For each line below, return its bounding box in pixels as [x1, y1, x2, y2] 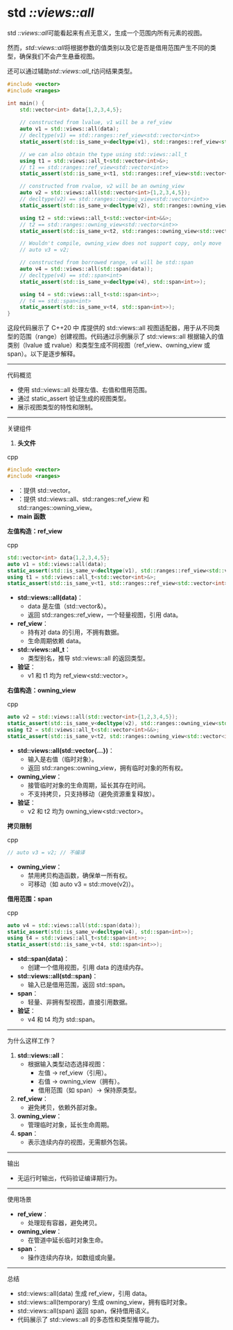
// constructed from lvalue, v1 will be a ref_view [19, 119, 172, 126]
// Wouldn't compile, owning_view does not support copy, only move [19, 240, 222, 247]
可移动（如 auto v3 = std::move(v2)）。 [27, 880, 138, 888]
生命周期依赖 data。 [27, 637, 85, 645]
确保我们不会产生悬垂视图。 [19, 52, 98, 60]
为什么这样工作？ [7, 1037, 56, 1045]
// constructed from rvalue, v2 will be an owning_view [19, 182, 185, 190]
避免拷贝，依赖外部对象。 [27, 1103, 101, 1111]
